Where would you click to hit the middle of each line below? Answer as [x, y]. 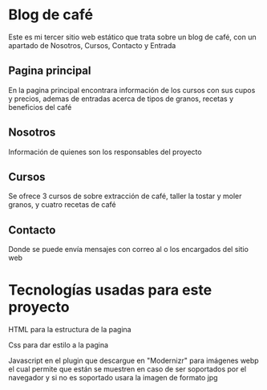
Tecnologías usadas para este [110, 290]
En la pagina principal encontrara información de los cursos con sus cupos [132, 90]
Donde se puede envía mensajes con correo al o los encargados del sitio [128, 250]
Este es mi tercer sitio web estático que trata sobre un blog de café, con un [132, 37]
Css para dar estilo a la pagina [59, 345]
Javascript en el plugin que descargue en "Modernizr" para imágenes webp [133, 361]
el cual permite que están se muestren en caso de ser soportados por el [127, 369]
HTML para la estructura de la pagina [70, 330]
